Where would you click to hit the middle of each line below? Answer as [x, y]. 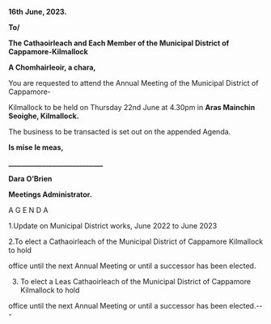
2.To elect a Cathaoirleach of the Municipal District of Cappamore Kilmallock [136, 241]
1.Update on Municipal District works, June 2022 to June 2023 [113, 226]
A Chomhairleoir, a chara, [52, 67]
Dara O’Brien [30, 179]
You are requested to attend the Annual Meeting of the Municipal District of [133, 83]
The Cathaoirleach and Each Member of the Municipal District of [119, 43]
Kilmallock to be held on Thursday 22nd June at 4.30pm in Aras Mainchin [132, 107]
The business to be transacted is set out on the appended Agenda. [120, 132]
